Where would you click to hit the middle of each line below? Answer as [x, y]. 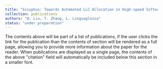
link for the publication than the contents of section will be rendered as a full [81, 42]
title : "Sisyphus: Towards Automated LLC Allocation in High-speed [75, 9]
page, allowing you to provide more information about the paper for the [76, 47]
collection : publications [31, 14]
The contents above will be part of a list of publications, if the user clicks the [81, 37]
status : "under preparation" [34, 23]
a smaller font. [19, 62]
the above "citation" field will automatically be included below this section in [81, 57]
